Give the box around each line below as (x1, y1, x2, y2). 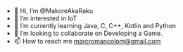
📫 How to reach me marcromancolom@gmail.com (13, 37, 161, 45)
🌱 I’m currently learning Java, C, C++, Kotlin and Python (13, 22, 177, 30)
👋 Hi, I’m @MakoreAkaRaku (13, 7, 94, 15)
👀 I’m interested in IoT (13, 14, 77, 22)
